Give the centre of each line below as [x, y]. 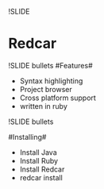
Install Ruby [39, 160]
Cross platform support [58, 98]
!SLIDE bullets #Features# [50, 65]
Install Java [38, 152]
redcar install [41, 177]
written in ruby [43, 106]
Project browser [46, 89]
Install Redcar [42, 169]
